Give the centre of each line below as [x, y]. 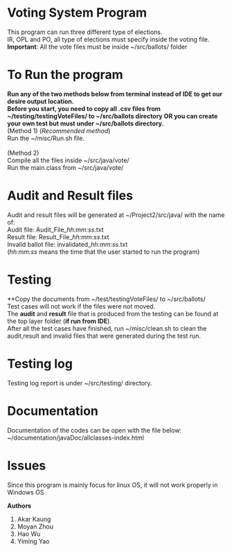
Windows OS [26, 492]
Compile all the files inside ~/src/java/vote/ [68, 160]
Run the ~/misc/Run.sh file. [46, 138]
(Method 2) [23, 153]
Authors [19, 506]
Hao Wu [29, 534]
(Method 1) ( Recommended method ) [59, 130]
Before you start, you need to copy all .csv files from [84, 108]
